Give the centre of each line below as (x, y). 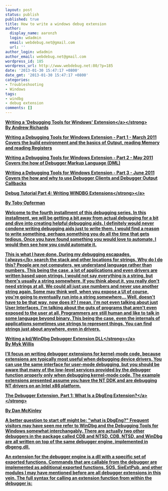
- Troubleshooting (24, 84)
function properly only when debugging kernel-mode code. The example (83, 375)
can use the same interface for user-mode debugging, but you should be (82, 364)
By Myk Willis (20, 344)
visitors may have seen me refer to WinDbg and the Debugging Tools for (82, 425)
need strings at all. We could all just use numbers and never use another (82, 286)
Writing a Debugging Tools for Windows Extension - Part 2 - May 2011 (79, 158)
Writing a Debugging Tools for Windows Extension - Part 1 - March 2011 (81, 137)
